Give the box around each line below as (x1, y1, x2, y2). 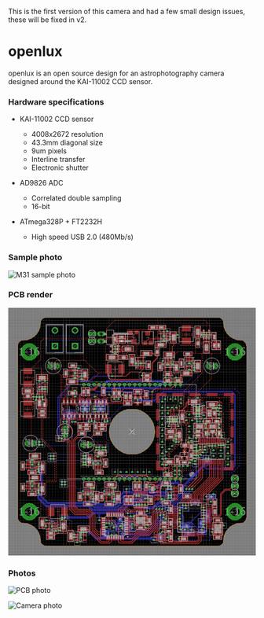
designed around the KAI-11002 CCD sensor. (8, 76, 153, 86)
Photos (8, 568, 36, 579)
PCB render (8, 289, 53, 300)
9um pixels (31, 146, 67, 156)
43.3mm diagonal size (31, 138, 104, 148)
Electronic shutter (31, 163, 89, 172)
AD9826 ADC (19, 178, 64, 188)
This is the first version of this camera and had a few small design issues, (8, 7, 246, 16)
